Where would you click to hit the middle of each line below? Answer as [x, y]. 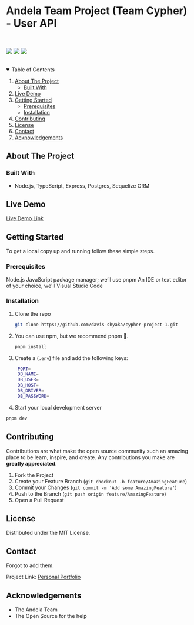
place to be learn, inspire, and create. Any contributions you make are [91, 457]
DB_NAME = [28, 374]
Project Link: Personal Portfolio [44, 577]
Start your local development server [58, 407]
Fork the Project [34, 475]
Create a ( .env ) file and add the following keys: [71, 358]
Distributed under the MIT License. [48, 533]
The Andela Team [36, 610]
